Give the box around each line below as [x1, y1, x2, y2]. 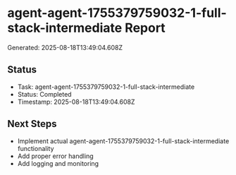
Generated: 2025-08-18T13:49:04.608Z [7, 43, 123, 52]
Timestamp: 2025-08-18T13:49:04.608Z [17, 97, 135, 106]
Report [124, 20, 166, 36]
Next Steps [7, 118, 57, 130]
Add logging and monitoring [17, 159, 99, 167]
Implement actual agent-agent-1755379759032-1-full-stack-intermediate [17, 136, 230, 145]
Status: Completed [17, 90, 72, 98]
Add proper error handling [17, 152, 94, 160]
